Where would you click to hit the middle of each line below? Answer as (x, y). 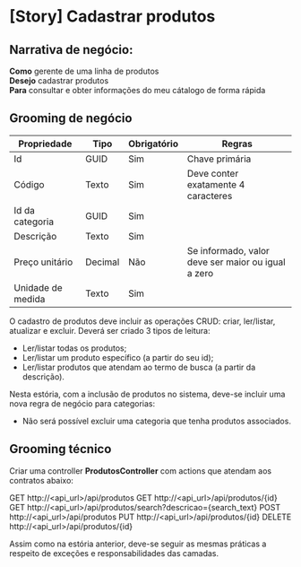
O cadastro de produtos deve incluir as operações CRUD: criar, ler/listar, (142, 321)
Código (29, 184)
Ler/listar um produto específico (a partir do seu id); (118, 357)
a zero (200, 273)
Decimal (102, 262)
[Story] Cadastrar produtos (112, 17)
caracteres (210, 196)
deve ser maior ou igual (236, 262)
